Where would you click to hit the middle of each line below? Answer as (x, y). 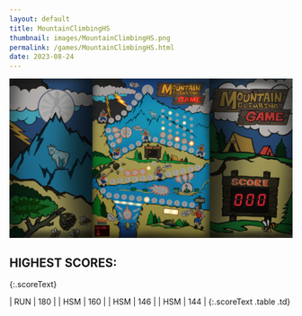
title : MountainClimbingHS (60, 28)
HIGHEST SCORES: (63, 263)
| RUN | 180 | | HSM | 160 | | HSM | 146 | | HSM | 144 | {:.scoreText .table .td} (150, 302)
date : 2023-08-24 (42, 57)
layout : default (40, 19)
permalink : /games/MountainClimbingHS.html (92, 48)
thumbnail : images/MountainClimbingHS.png (90, 38)
